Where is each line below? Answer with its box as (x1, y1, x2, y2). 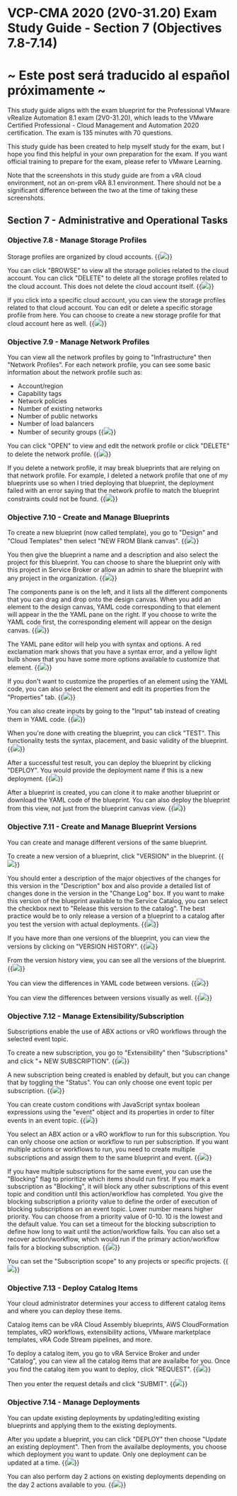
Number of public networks (17, 412, 98, 421)
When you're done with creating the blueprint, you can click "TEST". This (7, 729, 221, 737)
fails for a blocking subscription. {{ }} (7, 1243, 120, 1252)
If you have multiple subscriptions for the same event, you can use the (7, 1167, 212, 1175)
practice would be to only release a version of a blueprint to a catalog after (7, 912, 225, 920)
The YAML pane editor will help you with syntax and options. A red (7, 640, 202, 649)
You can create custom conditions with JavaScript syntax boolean (7, 1100, 200, 1109)
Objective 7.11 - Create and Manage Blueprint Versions (7, 822, 197, 832)
